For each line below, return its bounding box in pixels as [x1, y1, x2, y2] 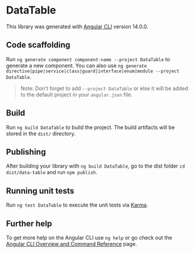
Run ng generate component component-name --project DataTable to [6, 55, 171, 62]
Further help [6, 218, 53, 228]
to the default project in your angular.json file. [20, 91, 133, 98]
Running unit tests [6, 186, 74, 196]
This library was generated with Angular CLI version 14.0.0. [6, 23, 148, 30]
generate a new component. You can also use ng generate [6, 62, 147, 69]
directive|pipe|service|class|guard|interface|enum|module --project [6, 68, 180, 74]
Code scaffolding [6, 40, 70, 50]
